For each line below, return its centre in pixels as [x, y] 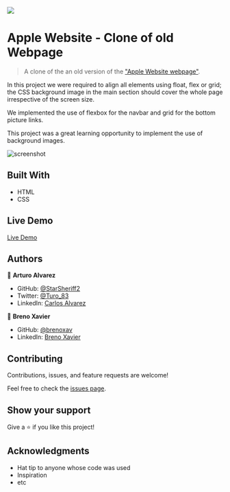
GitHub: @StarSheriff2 [49, 289]
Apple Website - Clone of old [90, 38]
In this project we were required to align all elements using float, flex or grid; [114, 84]
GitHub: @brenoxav [45, 330]
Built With [28, 175]
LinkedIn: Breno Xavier [49, 337]
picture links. [25, 119]
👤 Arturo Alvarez [31, 275]
